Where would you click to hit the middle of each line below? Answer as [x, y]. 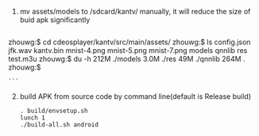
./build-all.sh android [59, 125]
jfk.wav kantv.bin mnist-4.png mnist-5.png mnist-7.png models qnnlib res [128, 50]
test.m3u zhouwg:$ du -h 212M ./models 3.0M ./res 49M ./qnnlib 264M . [127, 59]
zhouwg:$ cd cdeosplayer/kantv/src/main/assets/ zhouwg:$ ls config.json [129, 42]
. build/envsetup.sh [54, 111]
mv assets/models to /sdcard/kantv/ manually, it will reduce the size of [135, 11]
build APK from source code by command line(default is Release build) [135, 96]
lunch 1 [32, 118]
